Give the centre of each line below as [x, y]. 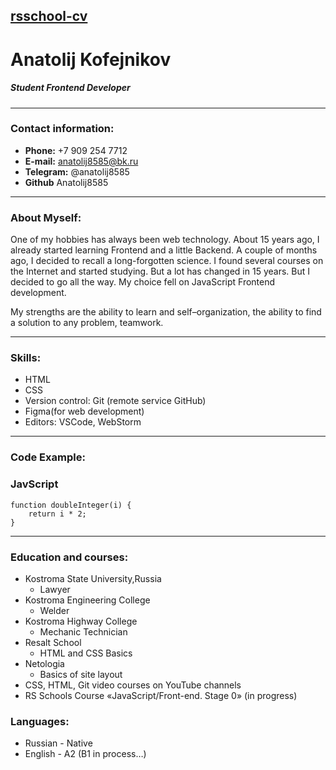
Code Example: [48, 457]
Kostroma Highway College [81, 621]
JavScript [34, 484]
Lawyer [55, 589]
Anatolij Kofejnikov [91, 59]
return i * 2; [57, 514]
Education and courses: [69, 557]
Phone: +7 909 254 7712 [76, 150]
